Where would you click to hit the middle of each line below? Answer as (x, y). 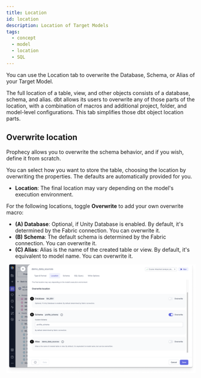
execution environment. (44, 194)
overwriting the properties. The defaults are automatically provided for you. (99, 176)
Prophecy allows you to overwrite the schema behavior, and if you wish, (95, 152)
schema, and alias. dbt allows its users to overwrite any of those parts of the (100, 99)
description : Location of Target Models (58, 25)
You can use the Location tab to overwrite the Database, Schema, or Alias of (100, 75)
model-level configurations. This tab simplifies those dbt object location (95, 112)
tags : (13, 32)
